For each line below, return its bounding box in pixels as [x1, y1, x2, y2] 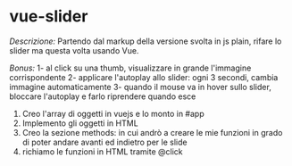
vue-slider [9, 6, 88, 27]
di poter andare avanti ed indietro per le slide [21, 137, 188, 147]
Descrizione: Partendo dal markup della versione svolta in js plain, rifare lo [9, 36, 282, 46]
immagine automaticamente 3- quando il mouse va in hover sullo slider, [9, 81, 272, 92]
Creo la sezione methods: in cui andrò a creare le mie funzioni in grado [21, 127, 283, 137]
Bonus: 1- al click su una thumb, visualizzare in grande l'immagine [9, 62, 252, 73]
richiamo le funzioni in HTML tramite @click [21, 145, 183, 157]
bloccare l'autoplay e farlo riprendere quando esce [9, 91, 196, 102]
